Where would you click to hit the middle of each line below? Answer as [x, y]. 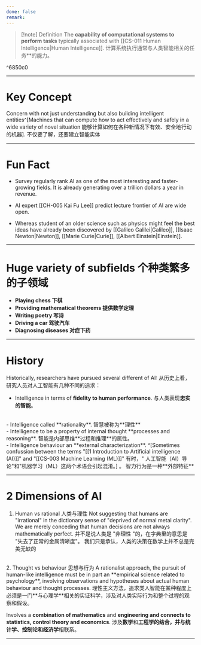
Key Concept [39, 97]
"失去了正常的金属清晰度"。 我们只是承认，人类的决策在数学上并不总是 [102, 541]
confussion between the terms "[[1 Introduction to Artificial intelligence [93, 452]
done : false [21, 12]
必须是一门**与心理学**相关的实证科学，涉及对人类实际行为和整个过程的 [95, 595]
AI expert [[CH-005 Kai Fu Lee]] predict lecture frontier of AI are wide [100, 206]
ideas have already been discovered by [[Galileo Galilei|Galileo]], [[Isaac [103, 230]
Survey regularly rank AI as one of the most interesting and [87, 181]
